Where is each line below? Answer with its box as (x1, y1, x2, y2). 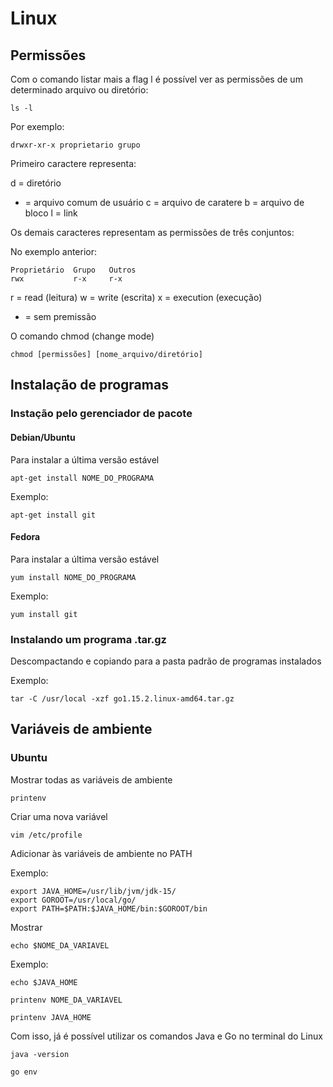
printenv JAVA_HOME (10, 1012, 92, 1022)
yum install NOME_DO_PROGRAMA (10, 572, 137, 582)
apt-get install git (10, 510, 97, 520)
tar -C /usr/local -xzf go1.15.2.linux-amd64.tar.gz (10, 694, 235, 704)
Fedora (10, 531, 41, 543)
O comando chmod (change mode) (10, 330, 155, 342)
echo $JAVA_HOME (10, 977, 78, 987)
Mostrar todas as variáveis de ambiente (10, 773, 173, 786)
